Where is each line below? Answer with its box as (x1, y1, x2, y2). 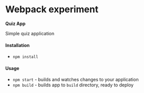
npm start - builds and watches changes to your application (12, 77, 139, 83)
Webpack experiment (5, 4, 99, 15)
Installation (5, 42, 30, 48)
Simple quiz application (5, 30, 55, 36)
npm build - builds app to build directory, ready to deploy (12, 82, 134, 88)
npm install (12, 55, 38, 60)
